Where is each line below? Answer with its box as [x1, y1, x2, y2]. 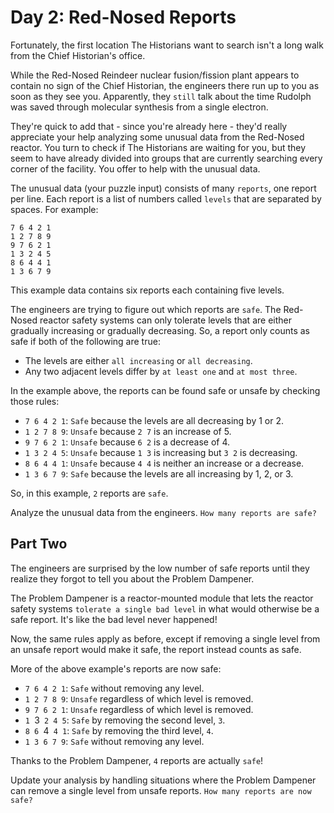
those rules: [10, 395, 60, 407]
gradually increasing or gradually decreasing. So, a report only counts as [10, 324, 310, 336]
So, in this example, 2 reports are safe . [10, 487, 169, 499]
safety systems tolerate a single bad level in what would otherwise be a [10, 602, 320, 615]
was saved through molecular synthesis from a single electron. [10, 101, 269, 113]
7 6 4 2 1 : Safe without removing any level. [24, 682, 205, 694]
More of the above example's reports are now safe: [10, 662, 222, 675]
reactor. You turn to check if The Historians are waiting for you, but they [10, 141, 307, 153]
